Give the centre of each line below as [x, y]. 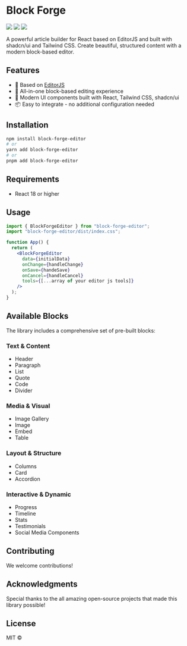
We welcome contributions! [39, 565]
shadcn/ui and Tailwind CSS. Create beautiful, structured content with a [94, 45]
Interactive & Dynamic [39, 494]
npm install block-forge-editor [46, 139]
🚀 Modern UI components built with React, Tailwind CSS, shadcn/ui [97, 97]
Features [23, 70]
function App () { [28, 242]
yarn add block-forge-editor [42, 150]
